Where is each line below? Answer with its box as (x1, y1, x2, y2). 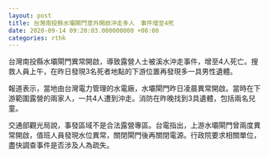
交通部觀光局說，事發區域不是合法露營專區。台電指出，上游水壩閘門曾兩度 (8, 120, 254, 130)
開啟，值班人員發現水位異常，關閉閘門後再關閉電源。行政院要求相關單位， (14, 131, 261, 140)
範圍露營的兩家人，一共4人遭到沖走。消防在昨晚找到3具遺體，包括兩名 (14, 93, 249, 104)
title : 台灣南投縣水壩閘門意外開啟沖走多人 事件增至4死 (8, 19, 175, 27)
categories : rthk (8, 33, 66, 42)
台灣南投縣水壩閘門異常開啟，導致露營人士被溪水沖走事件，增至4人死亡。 (8, 57, 252, 66)
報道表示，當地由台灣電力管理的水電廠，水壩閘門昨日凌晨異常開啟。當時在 (8, 84, 254, 93)
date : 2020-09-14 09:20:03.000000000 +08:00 (8, 26, 159, 34)
